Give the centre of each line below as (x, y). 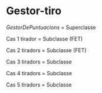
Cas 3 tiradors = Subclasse (39, 62)
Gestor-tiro (34, 11)
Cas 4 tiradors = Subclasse (39, 73)
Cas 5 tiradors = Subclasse (39, 85)
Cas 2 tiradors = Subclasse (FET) (46, 50)
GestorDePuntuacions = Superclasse (51, 27)
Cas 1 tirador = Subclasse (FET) (45, 39)
